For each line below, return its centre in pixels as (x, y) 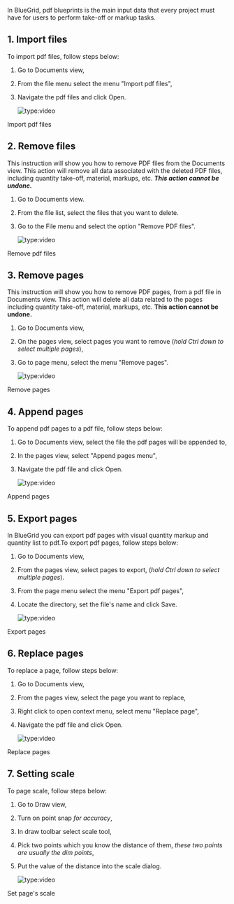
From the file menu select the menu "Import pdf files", (95, 83)
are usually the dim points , (56, 852)
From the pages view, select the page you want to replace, (102, 697)
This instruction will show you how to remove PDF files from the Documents (116, 163)
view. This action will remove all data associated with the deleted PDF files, (115, 170)
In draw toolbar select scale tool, (64, 831)
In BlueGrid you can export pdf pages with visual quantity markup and (108, 536)
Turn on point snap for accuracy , (65, 818)
